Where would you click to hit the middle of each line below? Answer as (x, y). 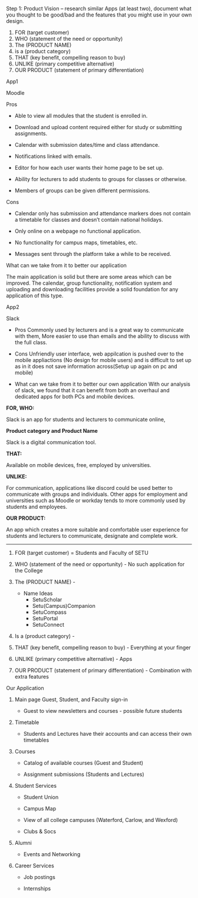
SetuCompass (49, 612)
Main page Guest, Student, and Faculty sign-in (71, 699)
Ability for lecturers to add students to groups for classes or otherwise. (100, 179)
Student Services (36, 786)
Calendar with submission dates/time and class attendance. (87, 145)
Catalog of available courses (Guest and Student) (83, 763)
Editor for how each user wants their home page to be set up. (89, 168)
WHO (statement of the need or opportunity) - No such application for (100, 564)
